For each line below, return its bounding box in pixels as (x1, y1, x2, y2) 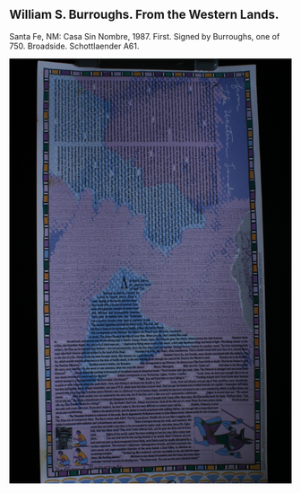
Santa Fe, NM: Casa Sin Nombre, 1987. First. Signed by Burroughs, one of (9, 31, 280, 41)
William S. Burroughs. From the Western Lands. (9, 7, 279, 22)
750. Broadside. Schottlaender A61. (9, 40, 140, 51)
